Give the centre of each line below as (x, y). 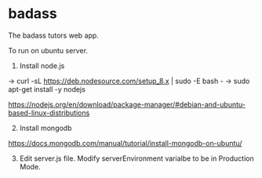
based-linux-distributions (49, 113)
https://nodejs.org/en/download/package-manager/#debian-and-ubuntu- (127, 104)
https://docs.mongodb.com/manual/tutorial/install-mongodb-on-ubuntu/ (125, 143)
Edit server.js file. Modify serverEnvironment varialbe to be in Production (136, 158)
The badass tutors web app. (54, 35)
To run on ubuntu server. (48, 50)
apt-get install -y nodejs (47, 89)
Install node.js (42, 65)
